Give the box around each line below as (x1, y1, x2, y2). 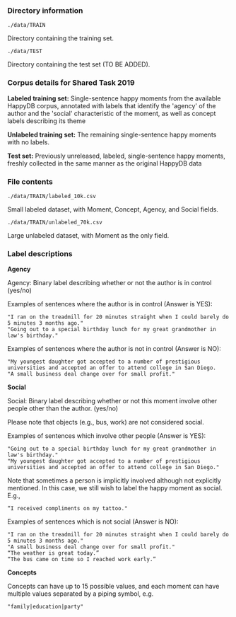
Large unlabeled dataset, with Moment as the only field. (7, 231, 170, 239)
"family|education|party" (7, 604, 83, 611)
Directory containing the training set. (7, 34, 114, 42)
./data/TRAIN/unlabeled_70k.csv (7, 219, 102, 226)
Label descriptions (7, 248, 73, 258)
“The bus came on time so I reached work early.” (7, 556, 157, 563)
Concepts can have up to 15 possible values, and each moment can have (7, 582, 220, 591)
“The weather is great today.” (7, 550, 100, 557)
